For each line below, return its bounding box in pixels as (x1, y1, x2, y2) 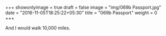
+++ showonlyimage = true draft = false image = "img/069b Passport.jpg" (5, 5, 161, 10)
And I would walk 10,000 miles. (5, 25, 70, 31)
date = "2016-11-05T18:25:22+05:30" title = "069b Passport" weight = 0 (5, 10, 157, 16)
